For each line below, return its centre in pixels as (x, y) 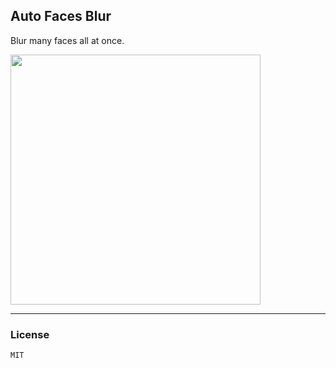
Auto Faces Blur (61, 16)
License (30, 334)
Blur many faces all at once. (67, 40)
